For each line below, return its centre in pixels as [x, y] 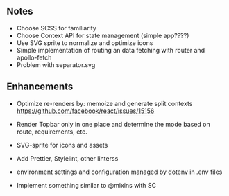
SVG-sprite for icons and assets [62, 145]
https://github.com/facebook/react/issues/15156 [85, 111]
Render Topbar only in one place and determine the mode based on [113, 124]
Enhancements [40, 87]
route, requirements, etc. [52, 132]
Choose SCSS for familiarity [56, 28]
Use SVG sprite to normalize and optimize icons [85, 43]
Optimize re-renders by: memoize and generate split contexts [104, 103]
